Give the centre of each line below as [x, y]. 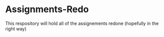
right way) [16, 28]
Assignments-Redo [47, 9]
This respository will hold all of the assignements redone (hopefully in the [82, 23]
